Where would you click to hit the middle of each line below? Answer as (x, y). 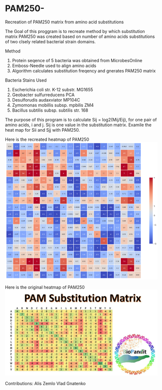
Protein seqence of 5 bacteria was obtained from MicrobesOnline (77, 60)
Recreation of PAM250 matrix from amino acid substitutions (65, 22)
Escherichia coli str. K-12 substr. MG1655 (52, 89)
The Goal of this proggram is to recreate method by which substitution (75, 31)
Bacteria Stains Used (26, 80)
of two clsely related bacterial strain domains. (50, 41)
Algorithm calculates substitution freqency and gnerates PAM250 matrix (84, 70)
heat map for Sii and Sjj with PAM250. (43, 130)
